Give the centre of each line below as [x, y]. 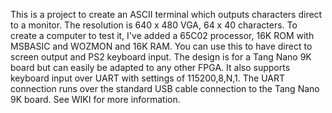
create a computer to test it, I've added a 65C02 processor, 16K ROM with [162, 35]
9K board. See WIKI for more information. [95, 99]
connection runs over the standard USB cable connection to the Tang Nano [165, 88]
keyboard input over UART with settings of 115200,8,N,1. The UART [147, 78]
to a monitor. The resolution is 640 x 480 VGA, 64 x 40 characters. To [154, 25]
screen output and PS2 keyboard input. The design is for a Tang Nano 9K [161, 57]
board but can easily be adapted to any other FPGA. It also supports [150, 67]
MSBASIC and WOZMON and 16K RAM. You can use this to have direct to [161, 46]
